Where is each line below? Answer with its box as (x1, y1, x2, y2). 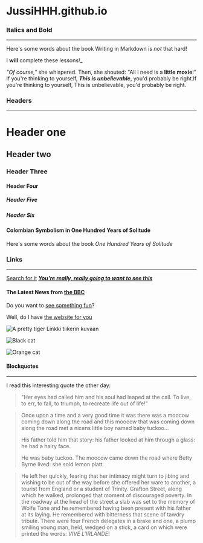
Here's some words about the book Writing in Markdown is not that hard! (6, 45, 187, 53)
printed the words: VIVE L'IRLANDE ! (21, 530, 110, 537)
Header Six (6, 211, 35, 219)
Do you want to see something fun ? (6, 302, 95, 309)
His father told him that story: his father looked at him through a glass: (21, 436, 195, 443)
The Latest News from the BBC (6, 288, 85, 295)
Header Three (6, 167, 48, 176)
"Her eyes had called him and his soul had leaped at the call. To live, (21, 393, 192, 400)
